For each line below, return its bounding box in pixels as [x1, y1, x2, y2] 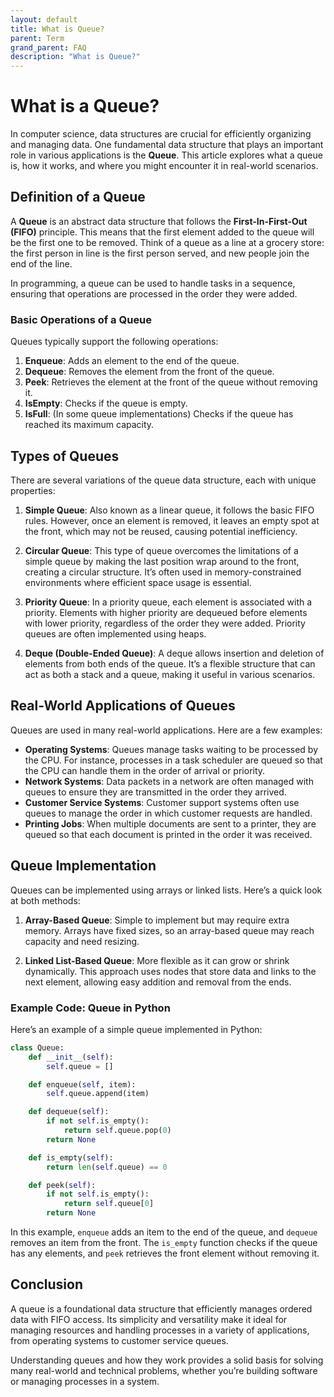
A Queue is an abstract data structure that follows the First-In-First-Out [10, 215, 308, 227]
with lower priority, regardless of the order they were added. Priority [24, 617, 306, 629]
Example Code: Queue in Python [10, 1001, 171, 1015]
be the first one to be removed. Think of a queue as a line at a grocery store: [10, 236, 325, 248]
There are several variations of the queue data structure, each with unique [10, 474, 317, 486]
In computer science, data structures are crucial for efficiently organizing [10, 128, 312, 140]
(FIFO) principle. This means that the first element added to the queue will [10, 226, 315, 238]
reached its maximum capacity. [24, 419, 155, 431]
